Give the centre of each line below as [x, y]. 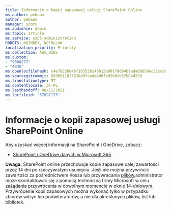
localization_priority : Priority [41, 48]
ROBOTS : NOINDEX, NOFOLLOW [34, 43]
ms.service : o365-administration [41, 39]
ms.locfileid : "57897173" [33, 95]
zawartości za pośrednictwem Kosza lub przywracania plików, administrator [84, 175]
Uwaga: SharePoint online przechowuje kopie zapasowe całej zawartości [82, 164]
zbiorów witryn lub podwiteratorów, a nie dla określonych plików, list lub [81, 197]
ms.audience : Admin [26, 29]
